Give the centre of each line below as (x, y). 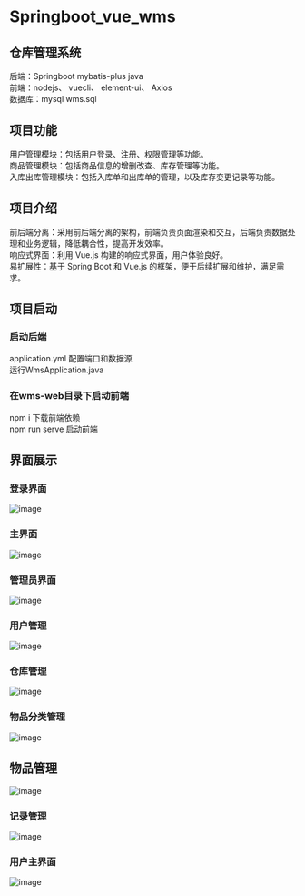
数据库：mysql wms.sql (53, 99)
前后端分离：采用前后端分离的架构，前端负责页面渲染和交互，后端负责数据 (148, 232)
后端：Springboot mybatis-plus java (76, 76)
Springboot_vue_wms (93, 17)
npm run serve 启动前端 (54, 429)
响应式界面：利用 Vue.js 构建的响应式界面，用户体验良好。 (119, 255)
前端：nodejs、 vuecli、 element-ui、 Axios (91, 87)
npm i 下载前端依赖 (45, 417)
